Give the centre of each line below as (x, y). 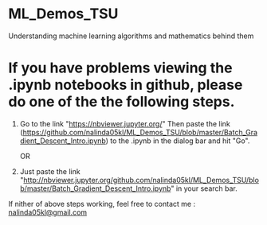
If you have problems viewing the (120, 68)
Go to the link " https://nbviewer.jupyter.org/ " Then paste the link (125, 123)
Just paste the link (50, 171)
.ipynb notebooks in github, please (126, 85)
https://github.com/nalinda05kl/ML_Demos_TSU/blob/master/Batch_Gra (140, 132)
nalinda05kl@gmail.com (48, 212)
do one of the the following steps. (122, 102)
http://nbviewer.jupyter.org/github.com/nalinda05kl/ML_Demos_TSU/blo (141, 180)
